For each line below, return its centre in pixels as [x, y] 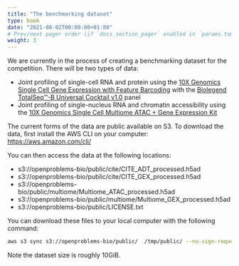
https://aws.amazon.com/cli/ [49, 142]
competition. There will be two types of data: [73, 68]
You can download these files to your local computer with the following [111, 221]
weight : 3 [22, 41]
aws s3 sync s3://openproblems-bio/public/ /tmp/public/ [95, 242]
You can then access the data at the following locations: [89, 155]
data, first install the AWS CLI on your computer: [78, 134]
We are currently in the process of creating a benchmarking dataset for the [117, 61]
